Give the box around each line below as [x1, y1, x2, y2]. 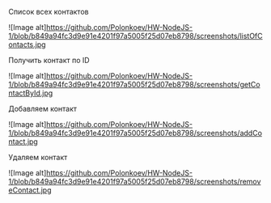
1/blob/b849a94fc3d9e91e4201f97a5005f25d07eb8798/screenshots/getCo [8, 80, 260, 89]
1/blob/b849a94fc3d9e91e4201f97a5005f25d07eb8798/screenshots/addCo [8, 129, 263, 137]
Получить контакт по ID [8, 56, 91, 65]
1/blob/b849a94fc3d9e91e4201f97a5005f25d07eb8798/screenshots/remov [8, 177, 261, 186]
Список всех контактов [8, 7, 89, 16]
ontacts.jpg [8, 40, 46, 49]
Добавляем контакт [8, 104, 78, 113]
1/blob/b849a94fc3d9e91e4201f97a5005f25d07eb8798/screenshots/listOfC [8, 32, 263, 40]
